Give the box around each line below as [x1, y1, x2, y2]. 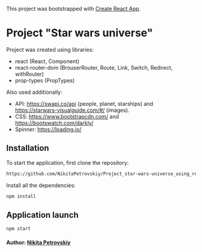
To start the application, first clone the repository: [6, 159, 129, 166]
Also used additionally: [6, 88, 63, 96]
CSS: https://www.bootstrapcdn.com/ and [14, 112, 119, 120]
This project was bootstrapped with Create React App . [6, 5, 141, 12]
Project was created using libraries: [6, 46, 94, 53]
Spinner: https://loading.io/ [14, 126, 82, 133]
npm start [6, 226, 31, 232]
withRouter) [14, 70, 44, 78]
